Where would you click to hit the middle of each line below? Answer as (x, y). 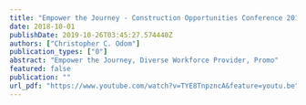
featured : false (40, 69)
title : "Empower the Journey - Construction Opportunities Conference (146, 18)
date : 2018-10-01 (42, 26)
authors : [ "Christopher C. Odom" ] (75, 43)
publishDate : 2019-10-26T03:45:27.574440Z (91, 35)
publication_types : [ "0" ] (58, 52)
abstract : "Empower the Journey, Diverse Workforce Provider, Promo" (144, 60)
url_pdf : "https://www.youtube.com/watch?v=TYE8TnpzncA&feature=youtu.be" (154, 86)
